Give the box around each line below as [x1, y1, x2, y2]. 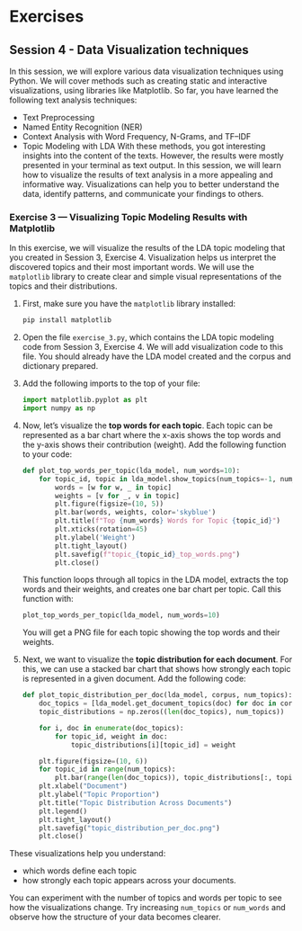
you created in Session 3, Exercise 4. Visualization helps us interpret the [9, 252, 277, 263]
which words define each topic [22, 865, 138, 876]
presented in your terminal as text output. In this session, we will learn [22, 160, 281, 170]
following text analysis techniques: [9, 94, 138, 105]
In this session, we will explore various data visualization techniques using [9, 66, 284, 76]
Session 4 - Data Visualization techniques [9, 42, 249, 58]
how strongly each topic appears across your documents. [22, 875, 236, 886]
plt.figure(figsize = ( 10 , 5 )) [55, 499, 164, 509]
